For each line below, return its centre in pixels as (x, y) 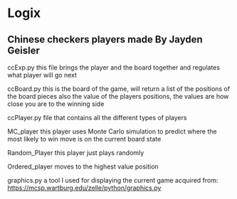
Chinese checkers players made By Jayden (105, 39)
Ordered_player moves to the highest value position (83, 166)
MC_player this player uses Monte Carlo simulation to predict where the (112, 131)
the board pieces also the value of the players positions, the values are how (118, 96)
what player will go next (42, 75)
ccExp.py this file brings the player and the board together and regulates (114, 68)
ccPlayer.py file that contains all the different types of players (97, 118)
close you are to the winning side (56, 104)
